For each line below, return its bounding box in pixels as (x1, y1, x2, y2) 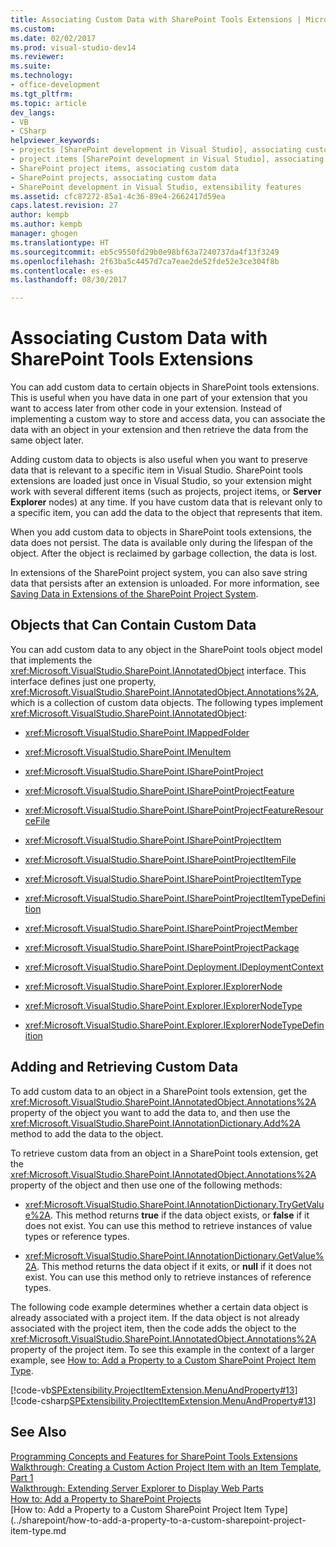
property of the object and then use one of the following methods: (10, 1179, 283, 1191)
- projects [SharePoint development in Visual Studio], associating (10, 145, 302, 155)
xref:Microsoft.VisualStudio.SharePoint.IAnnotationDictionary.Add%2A (10, 1117, 301, 1129)
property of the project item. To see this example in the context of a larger (10, 1343, 315, 1355)
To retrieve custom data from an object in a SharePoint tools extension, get (10, 1147, 319, 1159)
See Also (10, 1424, 67, 1441)
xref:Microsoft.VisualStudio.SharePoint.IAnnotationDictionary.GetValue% (24, 1249, 325, 1261)
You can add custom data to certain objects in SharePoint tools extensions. (10, 381, 320, 393)
